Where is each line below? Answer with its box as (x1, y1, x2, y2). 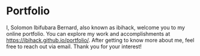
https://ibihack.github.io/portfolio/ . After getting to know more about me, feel (6, 36, 195, 43)
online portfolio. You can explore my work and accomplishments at (6, 30, 170, 37)
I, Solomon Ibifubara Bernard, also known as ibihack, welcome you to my (6, 24, 185, 31)
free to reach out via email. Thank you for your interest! (6, 43, 142, 50)
